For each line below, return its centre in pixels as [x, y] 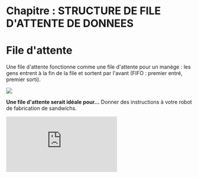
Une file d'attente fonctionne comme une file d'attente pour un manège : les [98, 67]
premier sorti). [24, 80]
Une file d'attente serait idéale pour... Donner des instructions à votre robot [99, 102]
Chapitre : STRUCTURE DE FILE [84, 11]
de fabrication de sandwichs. [41, 108]
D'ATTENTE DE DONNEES [70, 23]
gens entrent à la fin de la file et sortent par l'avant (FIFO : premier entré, [94, 73]
